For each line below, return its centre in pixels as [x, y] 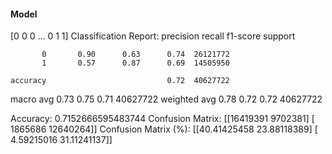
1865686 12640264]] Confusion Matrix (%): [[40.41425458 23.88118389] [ [164, 129]
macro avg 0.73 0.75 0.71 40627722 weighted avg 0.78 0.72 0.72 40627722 [166, 99]
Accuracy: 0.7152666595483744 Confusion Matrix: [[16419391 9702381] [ [162, 119]
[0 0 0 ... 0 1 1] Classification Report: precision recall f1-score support [153, 36]
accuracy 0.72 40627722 [120, 81]
